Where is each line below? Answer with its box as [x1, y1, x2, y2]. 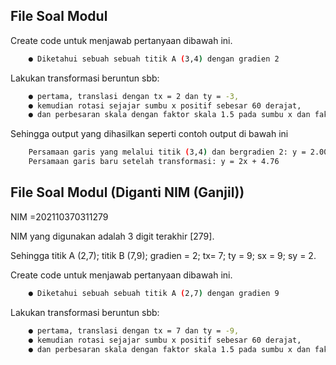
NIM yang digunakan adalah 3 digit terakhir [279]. [10, 230, 215, 242]
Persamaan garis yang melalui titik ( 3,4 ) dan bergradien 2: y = [28, 147, 307, 158]
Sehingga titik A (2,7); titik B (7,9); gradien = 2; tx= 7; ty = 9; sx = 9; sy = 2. [10, 249, 317, 261]
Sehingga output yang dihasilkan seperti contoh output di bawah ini [10, 128, 289, 140]
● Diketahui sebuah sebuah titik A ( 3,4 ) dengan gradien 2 [28, 54, 280, 64]
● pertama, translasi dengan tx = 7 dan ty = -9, [28, 325, 240, 336]
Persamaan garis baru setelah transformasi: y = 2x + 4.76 [28, 157, 280, 167]
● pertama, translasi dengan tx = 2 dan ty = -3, [28, 91, 240, 101]
